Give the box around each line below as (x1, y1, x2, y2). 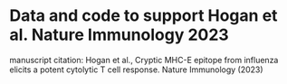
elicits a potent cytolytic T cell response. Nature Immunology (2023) (9, 64, 264, 75)
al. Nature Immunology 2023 (9, 24, 229, 45)
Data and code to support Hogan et (9, 5, 278, 26)
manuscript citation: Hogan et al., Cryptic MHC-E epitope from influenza (9, 54, 279, 65)
